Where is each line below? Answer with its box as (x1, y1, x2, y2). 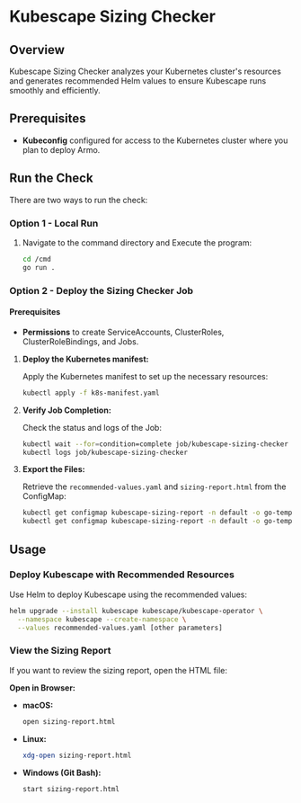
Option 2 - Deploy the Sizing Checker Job (9, 284, 194, 297)
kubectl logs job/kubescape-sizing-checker (22, 448, 189, 457)
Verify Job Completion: (22, 405, 112, 415)
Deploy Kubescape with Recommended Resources (9, 568, 235, 581)
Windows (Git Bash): (22, 767, 102, 778)
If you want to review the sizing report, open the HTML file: (9, 665, 227, 675)
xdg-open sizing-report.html (22, 751, 132, 760)
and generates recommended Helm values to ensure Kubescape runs (9, 76, 267, 86)
